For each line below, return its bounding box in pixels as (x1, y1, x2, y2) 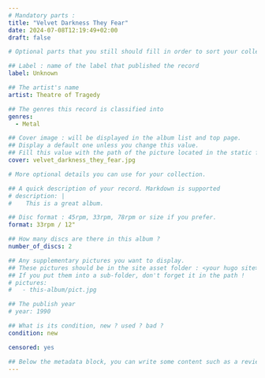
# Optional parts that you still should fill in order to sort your (8, 48, 238, 56)
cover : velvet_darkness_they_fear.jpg (8, 156, 136, 164)
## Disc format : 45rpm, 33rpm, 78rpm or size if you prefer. (8, 214, 217, 222)
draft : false (8, 33, 51, 42)
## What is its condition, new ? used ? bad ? (8, 322, 164, 330)
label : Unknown (8, 69, 58, 77)
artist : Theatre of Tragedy (8, 91, 101, 99)
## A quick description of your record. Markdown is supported (8, 185, 221, 193)
